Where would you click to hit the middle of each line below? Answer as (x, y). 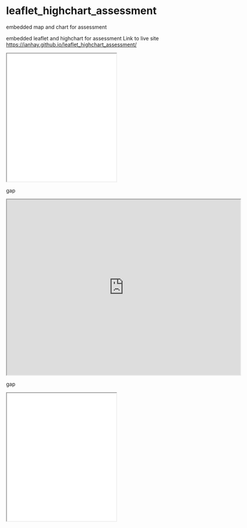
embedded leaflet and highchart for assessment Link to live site (83, 38)
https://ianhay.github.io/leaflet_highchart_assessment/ (72, 44)
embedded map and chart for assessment (56, 27)
